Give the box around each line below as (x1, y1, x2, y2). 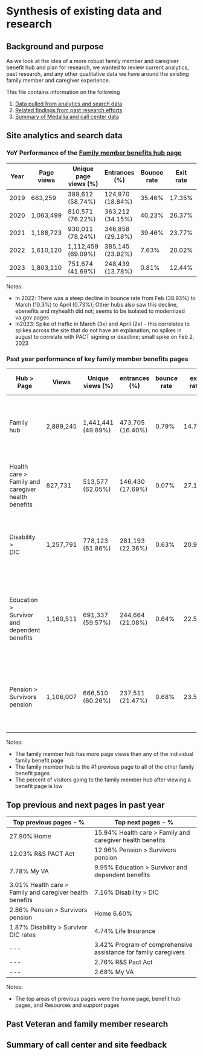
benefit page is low (14, 782, 63, 789)
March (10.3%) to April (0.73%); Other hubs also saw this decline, (14, 301, 178, 308)
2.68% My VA (94, 967, 134, 976)
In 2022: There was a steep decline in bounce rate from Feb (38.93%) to (14, 294, 196, 301)
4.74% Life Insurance (94, 926, 156, 935)
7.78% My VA (9, 867, 50, 875)
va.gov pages (14, 313, 50, 321)
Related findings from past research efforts (14, 107, 123, 113)
